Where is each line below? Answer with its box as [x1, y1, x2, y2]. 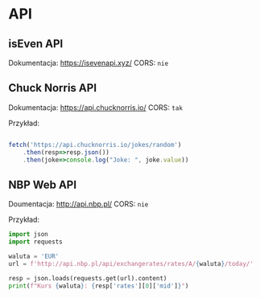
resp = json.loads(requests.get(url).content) [8, 274, 167, 282]
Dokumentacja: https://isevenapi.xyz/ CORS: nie [8, 58, 169, 67]
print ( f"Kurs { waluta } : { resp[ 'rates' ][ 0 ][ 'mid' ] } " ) [8, 282, 189, 290]
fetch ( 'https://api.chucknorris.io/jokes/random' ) [8, 141, 182, 149]
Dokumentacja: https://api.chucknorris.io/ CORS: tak [8, 102, 184, 112]
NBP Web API [8, 178, 77, 191]
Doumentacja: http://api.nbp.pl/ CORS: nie [8, 199, 149, 209]
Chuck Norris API [8, 81, 97, 95]
